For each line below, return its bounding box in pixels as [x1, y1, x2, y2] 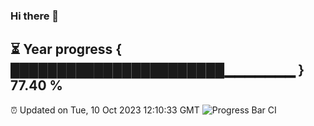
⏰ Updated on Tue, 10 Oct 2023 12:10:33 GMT [10, 104, 200, 116]
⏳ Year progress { [10, 41, 123, 58]
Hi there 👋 [10, 9, 60, 23]
